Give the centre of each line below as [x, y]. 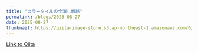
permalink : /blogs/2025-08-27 [43, 17]
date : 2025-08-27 [27, 22]
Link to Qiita [21, 44]
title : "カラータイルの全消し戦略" [44, 11]
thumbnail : [19, 28]
